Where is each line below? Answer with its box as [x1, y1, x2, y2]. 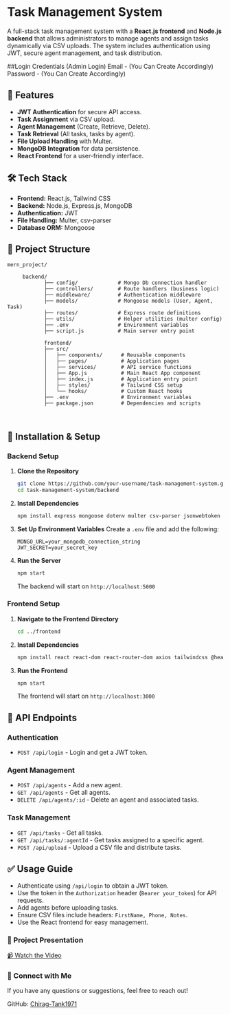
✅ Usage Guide [7, 863, 73, 875]
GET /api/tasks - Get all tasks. [16, 829, 104, 837]
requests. [16, 896, 45, 904]
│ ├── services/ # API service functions [43, 364, 192, 371]
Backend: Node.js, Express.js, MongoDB [16, 201, 133, 210]
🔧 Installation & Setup [7, 431, 101, 442]
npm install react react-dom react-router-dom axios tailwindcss [16, 654, 208, 661]
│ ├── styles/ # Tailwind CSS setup [43, 382, 183, 389]
